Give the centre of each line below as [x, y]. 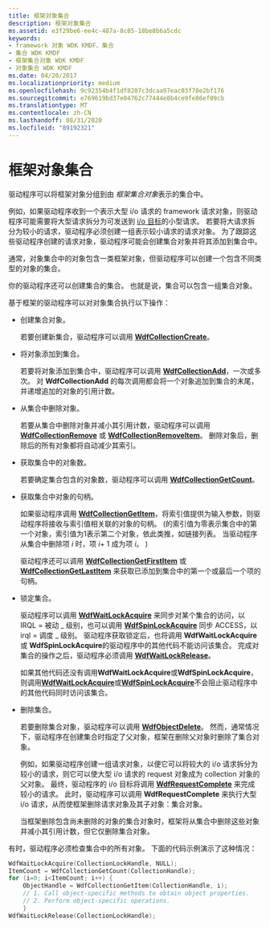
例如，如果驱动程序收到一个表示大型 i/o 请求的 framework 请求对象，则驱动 [133, 211]
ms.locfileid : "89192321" [51, 128]
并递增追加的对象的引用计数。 [69, 391]
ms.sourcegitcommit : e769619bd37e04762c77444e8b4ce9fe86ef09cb [117, 98]
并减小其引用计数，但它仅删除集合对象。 [87, 831]
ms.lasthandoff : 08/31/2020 [55, 121]
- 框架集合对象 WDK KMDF [46, 61]
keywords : [25, 38]
